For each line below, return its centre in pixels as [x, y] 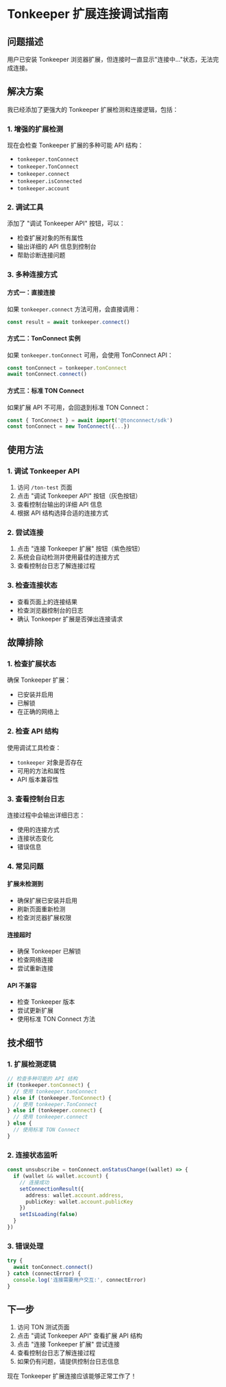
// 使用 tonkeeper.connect [51, 1117]
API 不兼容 [22, 985]
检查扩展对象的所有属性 [50, 238]
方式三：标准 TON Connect [46, 390]
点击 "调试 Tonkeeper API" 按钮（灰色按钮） [79, 496]
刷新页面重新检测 [41, 909]
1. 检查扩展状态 [32, 663]
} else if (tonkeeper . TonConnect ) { [59, 1098]
